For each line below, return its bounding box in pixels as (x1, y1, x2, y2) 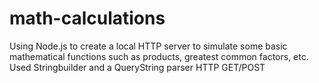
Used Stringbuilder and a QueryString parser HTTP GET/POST (9, 61, 266, 73)
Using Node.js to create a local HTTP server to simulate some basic (9, 40, 288, 52)
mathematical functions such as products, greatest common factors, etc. (9, 50, 309, 62)
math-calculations (9, 7, 166, 30)
